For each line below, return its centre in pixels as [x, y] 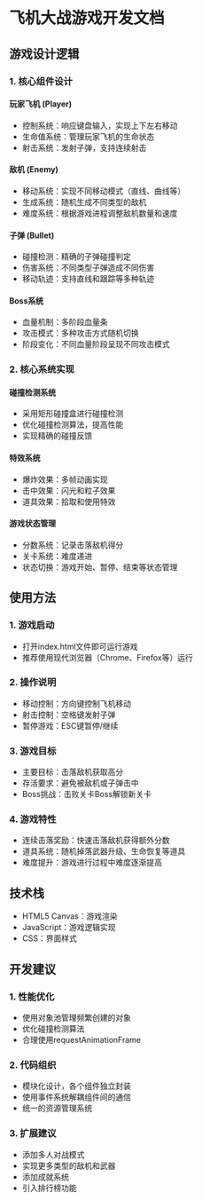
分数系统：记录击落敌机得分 [73, 545]
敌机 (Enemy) [34, 170]
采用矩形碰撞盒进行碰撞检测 [73, 414]
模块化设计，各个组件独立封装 [76, 1086]
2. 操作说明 [33, 683]
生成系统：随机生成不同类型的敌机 [84, 201]
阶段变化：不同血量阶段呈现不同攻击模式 [96, 344]
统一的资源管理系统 [57, 1108]
